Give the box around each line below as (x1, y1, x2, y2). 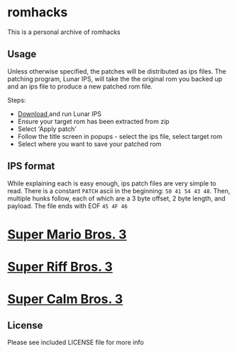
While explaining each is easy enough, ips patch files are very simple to (7, 178, 216, 188)
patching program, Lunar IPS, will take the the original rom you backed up (7, 74, 223, 83)
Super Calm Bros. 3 (7, 291, 123, 307)
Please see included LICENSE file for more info (7, 338, 144, 346)
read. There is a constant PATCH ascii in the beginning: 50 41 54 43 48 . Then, (7, 186, 231, 195)
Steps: (7, 96, 26, 104)
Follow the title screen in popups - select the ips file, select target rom (17, 132, 222, 140)
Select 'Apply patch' (17, 125, 77, 133)
